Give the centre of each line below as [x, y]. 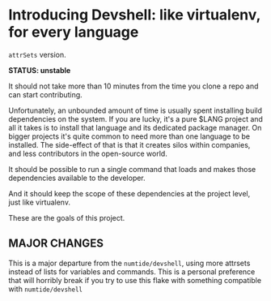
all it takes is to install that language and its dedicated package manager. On [135, 127]
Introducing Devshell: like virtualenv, [135, 15]
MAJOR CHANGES [56, 244]
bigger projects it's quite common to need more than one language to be [129, 136]
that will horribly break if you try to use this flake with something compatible [135, 280]
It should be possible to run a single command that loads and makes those [132, 169]
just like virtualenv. [40, 202]
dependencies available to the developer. [77, 178]
